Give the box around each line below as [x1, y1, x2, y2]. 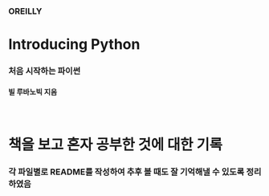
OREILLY [8, 6, 43, 17]
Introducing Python [8, 35, 141, 54]
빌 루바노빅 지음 [8, 87, 58, 96]
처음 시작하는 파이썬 [8, 66, 81, 77]
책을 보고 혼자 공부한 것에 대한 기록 [8, 136, 223, 154]
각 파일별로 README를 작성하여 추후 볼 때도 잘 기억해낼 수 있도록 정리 [8, 166, 262, 178]
